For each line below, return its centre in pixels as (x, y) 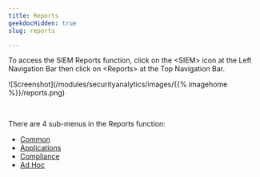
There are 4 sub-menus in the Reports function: (87, 124)
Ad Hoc (32, 165)
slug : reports (32, 30)
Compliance (40, 156)
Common (35, 139)
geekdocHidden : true (43, 23)
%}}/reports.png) (37, 93)
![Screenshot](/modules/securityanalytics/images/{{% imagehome (118, 84)
